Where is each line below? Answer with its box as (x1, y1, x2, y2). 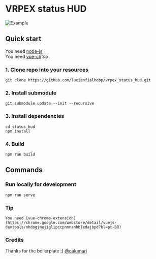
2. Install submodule (5, 89, 57, 96)
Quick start (5, 35, 42, 43)
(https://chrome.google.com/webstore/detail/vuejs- (5, 220, 117, 225)
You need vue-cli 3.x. (5, 53, 50, 59)
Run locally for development (5, 181, 76, 188)
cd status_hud (5, 124, 36, 129)
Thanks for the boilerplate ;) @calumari (5, 248, 87, 254)
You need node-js (5, 48, 43, 54)
